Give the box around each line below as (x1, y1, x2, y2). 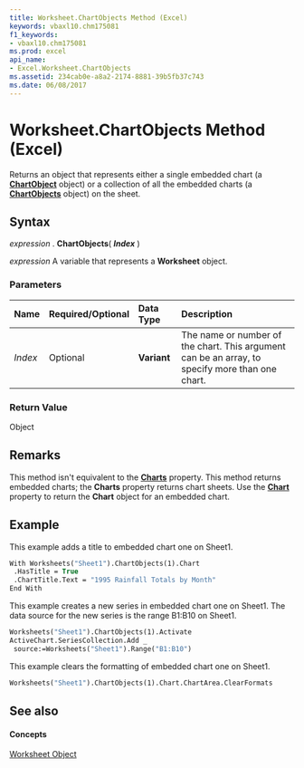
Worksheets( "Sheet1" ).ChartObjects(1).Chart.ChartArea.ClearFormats (9, 678, 273, 687)
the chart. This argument (180, 340, 287, 352)
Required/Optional (48, 307, 129, 320)
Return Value (9, 400, 68, 413)
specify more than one (180, 362, 278, 375)
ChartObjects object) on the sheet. (9, 187, 141, 199)
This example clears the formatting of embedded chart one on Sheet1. (9, 660, 271, 671)
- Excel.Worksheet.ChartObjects (9, 64, 131, 73)
